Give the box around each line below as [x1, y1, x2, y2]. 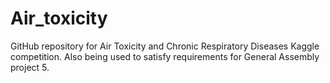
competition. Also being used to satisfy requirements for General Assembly [10, 50, 320, 62]
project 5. [10, 61, 50, 73]
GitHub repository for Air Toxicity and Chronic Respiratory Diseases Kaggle [10, 40, 320, 52]
